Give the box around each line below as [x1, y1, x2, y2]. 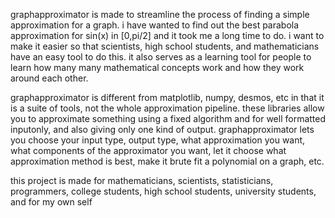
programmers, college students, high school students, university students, [10, 185, 317, 197]
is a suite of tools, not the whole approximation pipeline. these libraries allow [10, 102, 325, 114]
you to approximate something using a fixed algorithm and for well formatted [10, 113, 327, 124]
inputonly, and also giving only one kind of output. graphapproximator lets [10, 124, 315, 135]
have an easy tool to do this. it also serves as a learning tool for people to [10, 51, 312, 63]
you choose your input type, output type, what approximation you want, [10, 134, 306, 146]
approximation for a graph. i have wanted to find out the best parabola [10, 19, 300, 31]
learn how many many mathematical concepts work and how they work [10, 62, 305, 73]
